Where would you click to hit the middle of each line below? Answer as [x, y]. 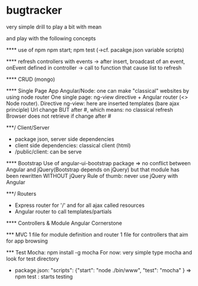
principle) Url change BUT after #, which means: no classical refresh [90, 109]
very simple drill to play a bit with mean [54, 27]
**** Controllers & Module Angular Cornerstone [64, 223]
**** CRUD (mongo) [31, 79]
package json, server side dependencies [64, 139]
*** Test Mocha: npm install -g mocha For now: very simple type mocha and [99, 252]
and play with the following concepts [51, 38]
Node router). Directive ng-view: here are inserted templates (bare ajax [93, 103]
